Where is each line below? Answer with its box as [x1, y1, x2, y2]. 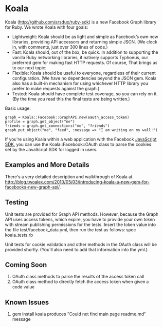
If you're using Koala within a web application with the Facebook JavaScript [5, 136, 157, 142]
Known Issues [5, 298, 49, 307]
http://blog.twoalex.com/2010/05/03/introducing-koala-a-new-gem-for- [5, 179, 150, 184]
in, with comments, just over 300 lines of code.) [12, 44, 108, 50]
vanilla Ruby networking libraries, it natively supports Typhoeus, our [12, 54, 148, 60]
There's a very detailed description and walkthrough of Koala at [5, 174, 133, 180]
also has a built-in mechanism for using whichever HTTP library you [12, 80, 148, 86]
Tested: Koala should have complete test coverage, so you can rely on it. [12, 91, 158, 97]
